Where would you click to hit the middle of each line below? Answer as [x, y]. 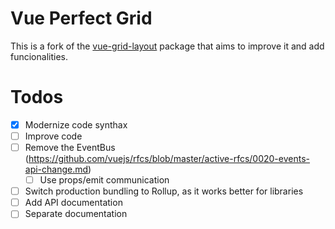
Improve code [53, 136]
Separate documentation [76, 214]
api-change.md [56, 169]
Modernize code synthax [76, 124]
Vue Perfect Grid [81, 18]
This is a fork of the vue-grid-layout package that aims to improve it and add [167, 46]
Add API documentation [73, 203]
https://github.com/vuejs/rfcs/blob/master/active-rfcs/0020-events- [169, 159]
